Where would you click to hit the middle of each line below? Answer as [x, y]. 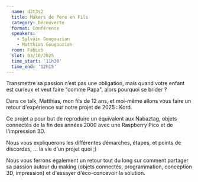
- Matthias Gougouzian [45, 45]
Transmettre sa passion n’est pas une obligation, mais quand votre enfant [95, 83]
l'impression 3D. [26, 131]
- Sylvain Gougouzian [43, 39]
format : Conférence [35, 28]
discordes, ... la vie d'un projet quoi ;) [51, 149]
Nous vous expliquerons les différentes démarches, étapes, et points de [94, 143]
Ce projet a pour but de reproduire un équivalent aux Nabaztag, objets [92, 119]
